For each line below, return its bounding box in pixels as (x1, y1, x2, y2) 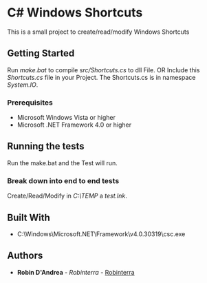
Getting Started (7, 48, 75, 59)
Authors (7, 250, 43, 262)
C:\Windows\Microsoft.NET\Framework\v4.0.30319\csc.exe (17, 229, 186, 238)
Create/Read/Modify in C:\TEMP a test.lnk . (7, 191, 127, 200)
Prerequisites (7, 98, 53, 107)
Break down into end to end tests (7, 176, 120, 185)
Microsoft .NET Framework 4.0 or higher (17, 120, 132, 129)
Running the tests (7, 140, 85, 152)
